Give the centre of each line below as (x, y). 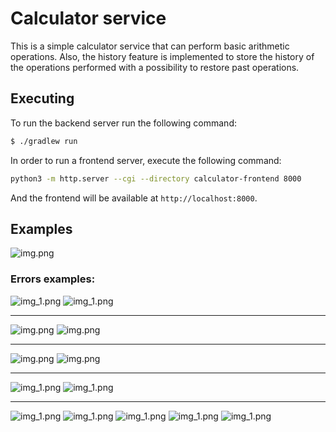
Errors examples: (53, 279)
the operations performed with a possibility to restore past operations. (155, 67)
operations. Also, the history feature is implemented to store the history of (162, 56)
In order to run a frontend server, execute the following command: (146, 160)
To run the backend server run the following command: (123, 123)
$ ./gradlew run (44, 141)
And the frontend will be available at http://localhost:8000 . (134, 198)
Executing (42, 98)
